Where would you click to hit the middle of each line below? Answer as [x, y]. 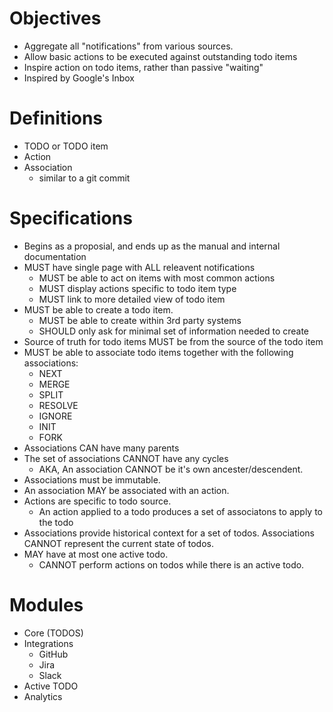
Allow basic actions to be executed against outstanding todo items [160, 56]
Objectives [55, 18]
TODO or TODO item [66, 146]
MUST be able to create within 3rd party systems [140, 320]
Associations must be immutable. [92, 479]
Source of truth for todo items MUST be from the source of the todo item [173, 341]
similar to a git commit [84, 178]
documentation [55, 256]
